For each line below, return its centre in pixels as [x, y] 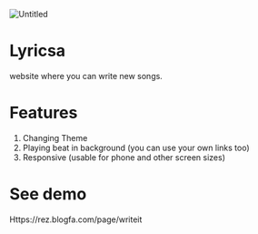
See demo [48, 194]
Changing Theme [55, 137]
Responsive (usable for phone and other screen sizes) [124, 157]
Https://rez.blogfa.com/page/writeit [76, 219]
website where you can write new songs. [86, 76]
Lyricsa [38, 51]
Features [44, 113]
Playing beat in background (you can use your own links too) [136, 148]
